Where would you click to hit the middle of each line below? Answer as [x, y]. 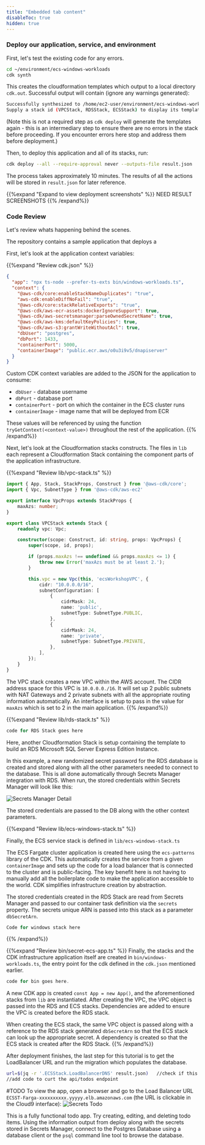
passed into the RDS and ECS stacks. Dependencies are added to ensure [98, 1006]
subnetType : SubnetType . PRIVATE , [103, 642]
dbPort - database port [44, 399]
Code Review [26, 216]
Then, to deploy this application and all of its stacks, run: [77, 153]
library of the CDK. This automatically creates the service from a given [95, 859]
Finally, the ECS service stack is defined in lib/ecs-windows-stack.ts [93, 841]
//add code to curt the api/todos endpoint [63, 1080]
